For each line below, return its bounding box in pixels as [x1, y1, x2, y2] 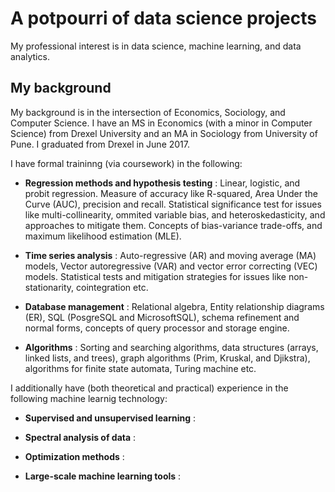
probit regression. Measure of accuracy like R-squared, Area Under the [24, 187, 318, 199]
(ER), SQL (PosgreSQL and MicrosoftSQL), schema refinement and [24, 311, 300, 323]
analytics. [10, 50, 50, 62]
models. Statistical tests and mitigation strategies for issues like [24, 270, 287, 282]
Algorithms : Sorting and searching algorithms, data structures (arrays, [24, 341, 319, 353]
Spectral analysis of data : [24, 431, 137, 443]
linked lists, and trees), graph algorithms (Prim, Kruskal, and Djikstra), [24, 352, 311, 364]
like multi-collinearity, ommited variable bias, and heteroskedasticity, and [24, 208, 326, 221]
